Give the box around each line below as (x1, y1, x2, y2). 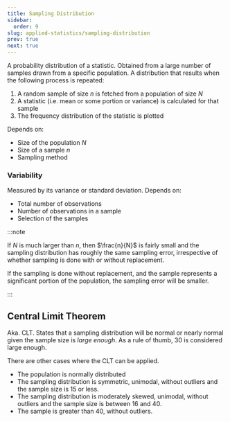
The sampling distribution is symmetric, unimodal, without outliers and (17, 378, 218, 386)
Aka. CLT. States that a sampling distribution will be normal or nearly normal (7, 328, 224, 337)
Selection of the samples (17, 214, 89, 222)
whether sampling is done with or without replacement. (7, 256, 165, 264)
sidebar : (7, 17, 33, 24)
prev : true (7, 36, 39, 43)
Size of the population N (17, 139, 87, 146)
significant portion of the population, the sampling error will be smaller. (7, 276, 209, 285)
